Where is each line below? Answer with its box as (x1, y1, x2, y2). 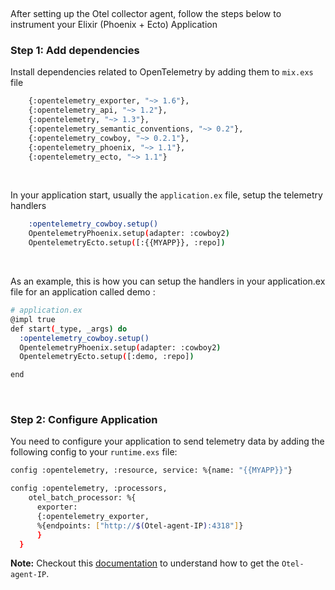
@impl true (10, 314, 56, 324)
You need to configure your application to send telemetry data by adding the (10, 435, 325, 448)
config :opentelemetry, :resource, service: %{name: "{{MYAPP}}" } (10, 465, 293, 476)
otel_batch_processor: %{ (28, 493, 137, 503)
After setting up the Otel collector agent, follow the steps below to (10, 8, 282, 19)
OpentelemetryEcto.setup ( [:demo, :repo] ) (19, 352, 195, 362)
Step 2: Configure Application (10, 413, 158, 427)
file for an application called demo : (10, 286, 156, 298)
